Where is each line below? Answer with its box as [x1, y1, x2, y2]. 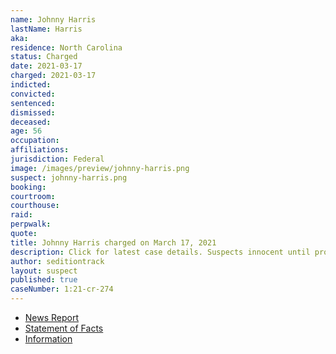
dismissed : [10, 107, 56, 118]
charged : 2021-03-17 [10, 71, 97, 81]
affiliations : [10, 145, 70, 155]
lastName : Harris [10, 24, 83, 34]
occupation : [10, 136, 60, 146]
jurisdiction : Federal [10, 154, 105, 164]
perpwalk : [10, 219, 52, 230]
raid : [10, 210, 33, 220]
